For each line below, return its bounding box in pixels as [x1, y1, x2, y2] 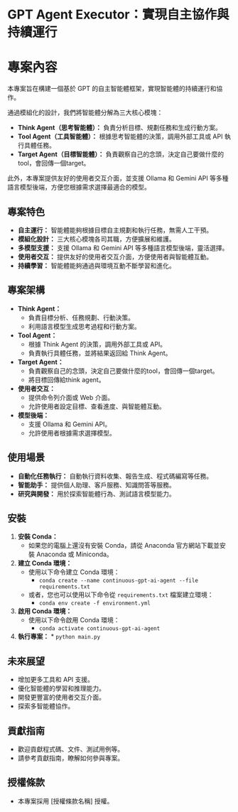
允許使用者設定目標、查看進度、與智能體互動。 [28, 402, 166, 411]
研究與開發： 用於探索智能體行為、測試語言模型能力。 [17, 489, 175, 498]
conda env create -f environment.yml [38, 600, 151, 607]
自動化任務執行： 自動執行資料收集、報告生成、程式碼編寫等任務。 [17, 472, 213, 480]
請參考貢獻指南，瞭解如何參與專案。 [17, 754, 124, 762]
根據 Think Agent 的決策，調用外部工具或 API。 [28, 340, 167, 348]
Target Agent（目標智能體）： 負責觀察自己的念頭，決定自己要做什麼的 [17, 150, 225, 158]
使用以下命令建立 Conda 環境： [28, 568, 120, 576]
